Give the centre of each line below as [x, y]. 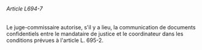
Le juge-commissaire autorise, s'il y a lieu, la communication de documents [101, 27]
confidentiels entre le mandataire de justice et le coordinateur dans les [95, 34]
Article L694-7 [24, 9]
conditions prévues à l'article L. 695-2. [55, 40]
